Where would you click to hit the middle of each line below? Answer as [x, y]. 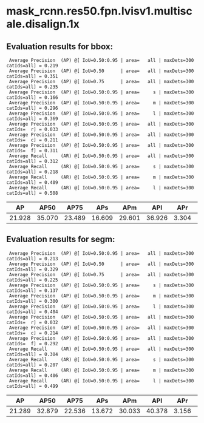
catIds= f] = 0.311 [32, 151]
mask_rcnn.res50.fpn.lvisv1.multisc [100, 11]
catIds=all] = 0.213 [32, 259]
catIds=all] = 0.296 [32, 108]
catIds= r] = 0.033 [32, 129]
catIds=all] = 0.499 [32, 386]
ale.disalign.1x [43, 24]
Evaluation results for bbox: [60, 46]
